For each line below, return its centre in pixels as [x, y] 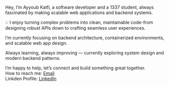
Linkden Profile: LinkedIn [31, 78]
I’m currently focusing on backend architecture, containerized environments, [85, 38]
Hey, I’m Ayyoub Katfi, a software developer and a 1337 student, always [79, 7]
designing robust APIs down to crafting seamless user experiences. [75, 28]
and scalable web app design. [36, 43]
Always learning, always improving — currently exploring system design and [84, 53]
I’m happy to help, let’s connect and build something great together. [75, 68]
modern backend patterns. [33, 58]
